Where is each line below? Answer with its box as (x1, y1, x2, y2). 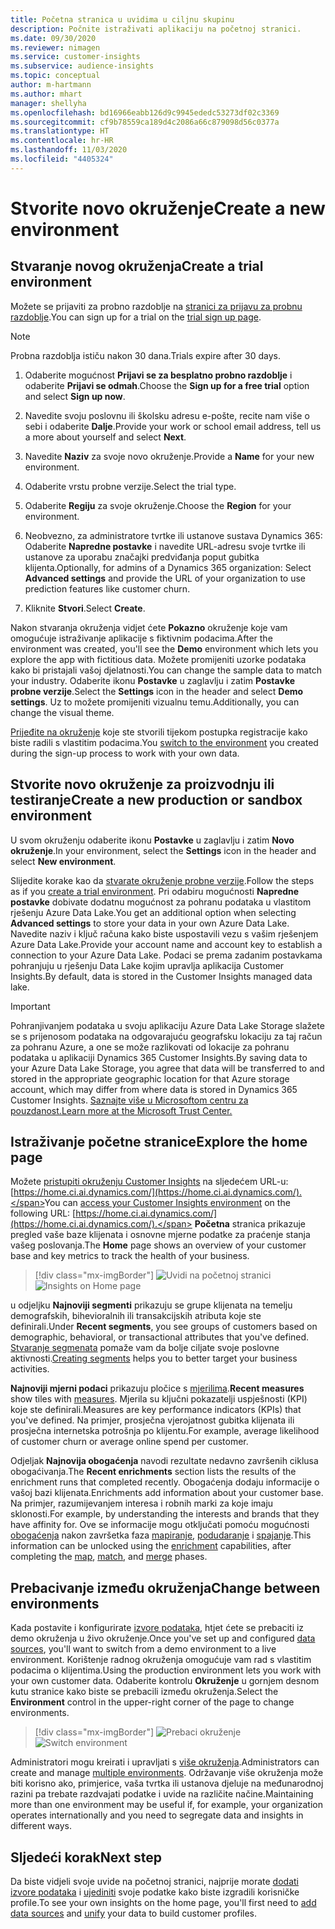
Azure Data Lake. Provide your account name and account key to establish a (10, 938, 323, 950)
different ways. (10, 1820, 72, 1832)
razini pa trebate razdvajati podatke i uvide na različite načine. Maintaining (10, 1788, 314, 1800)
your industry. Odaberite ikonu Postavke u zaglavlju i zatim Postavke (10, 674, 296, 686)
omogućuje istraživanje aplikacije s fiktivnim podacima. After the (10, 632, 273, 644)
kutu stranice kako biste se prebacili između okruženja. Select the (10, 1686, 279, 1698)
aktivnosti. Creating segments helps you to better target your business (10, 1352, 298, 1365)
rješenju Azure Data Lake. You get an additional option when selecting (10, 906, 297, 918)
